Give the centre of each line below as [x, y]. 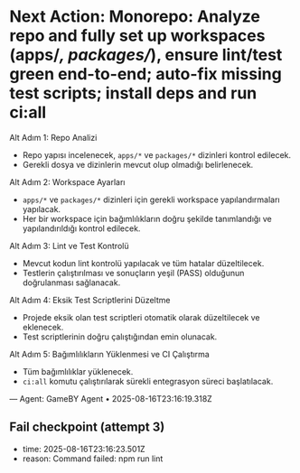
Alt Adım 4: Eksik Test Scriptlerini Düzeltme [90, 300]
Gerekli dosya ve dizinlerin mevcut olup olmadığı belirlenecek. [138, 164]
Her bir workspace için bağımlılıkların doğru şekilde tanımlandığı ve [147, 218]
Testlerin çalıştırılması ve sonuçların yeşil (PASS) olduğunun [133, 273]
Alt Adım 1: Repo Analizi [53, 137]
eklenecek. [43, 327]
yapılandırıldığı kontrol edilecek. [81, 228]
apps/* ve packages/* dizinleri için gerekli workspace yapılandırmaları [151, 199]
